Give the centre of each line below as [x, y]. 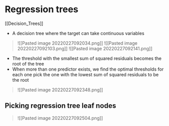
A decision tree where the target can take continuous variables [78, 33]
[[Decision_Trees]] [24, 23]
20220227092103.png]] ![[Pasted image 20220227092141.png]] [85, 48]
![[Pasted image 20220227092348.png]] [60, 89]
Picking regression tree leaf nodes [61, 106]
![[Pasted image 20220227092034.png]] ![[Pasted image [77, 43]
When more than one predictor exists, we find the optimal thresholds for [88, 69]
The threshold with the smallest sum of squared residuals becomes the [87, 58]
